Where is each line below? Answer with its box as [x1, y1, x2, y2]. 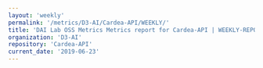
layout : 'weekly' [8, 11, 65, 20]
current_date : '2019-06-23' [8, 48, 100, 55]
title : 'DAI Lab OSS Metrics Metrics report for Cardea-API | [8, 26, 215, 34]
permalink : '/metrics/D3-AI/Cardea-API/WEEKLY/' [8, 19, 170, 27]
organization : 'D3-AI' [8, 33, 82, 41]
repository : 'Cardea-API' [8, 41, 92, 48]
